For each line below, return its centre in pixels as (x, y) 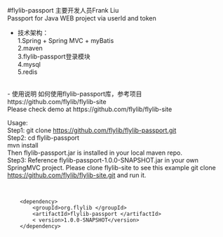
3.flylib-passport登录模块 (54, 56)
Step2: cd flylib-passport (43, 138)
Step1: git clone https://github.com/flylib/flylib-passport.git (92, 130)
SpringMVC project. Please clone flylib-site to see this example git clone (111, 168)
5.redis (27, 72)
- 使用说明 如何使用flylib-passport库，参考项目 (75, 94)
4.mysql (29, 64)
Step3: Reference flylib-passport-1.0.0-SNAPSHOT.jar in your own (103, 160)
